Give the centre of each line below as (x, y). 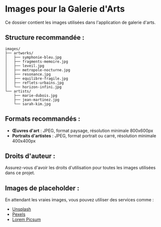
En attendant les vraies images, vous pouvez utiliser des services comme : (80, 200)
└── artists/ (18, 91)
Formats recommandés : (43, 119)
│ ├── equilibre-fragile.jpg (37, 79)
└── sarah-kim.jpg (32, 104)
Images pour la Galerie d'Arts (65, 9)
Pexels (19, 214)
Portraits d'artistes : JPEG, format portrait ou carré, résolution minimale (84, 136)
